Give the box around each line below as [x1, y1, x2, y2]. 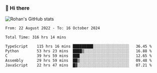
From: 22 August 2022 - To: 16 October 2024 [5, 26, 100, 31]
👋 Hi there [5, 5, 30, 12]
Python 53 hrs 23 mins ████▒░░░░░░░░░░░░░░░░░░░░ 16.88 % [5, 48, 152, 53]
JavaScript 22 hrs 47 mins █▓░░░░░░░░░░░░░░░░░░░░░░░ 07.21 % [5, 62, 152, 67]
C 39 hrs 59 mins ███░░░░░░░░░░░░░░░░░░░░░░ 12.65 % [5, 53, 152, 58]
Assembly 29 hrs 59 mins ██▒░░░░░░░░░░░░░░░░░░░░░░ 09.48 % [5, 58, 152, 63]
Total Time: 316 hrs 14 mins [5, 35, 66, 40]
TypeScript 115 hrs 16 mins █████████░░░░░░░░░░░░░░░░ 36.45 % [5, 44, 152, 49]
